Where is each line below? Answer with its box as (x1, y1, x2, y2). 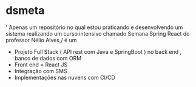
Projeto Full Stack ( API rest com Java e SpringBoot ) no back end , (14, 48, 182, 55)
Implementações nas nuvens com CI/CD (14, 74, 116, 81)
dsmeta (5, 4, 45, 18)
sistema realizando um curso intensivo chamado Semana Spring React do (5, 30, 190, 37)
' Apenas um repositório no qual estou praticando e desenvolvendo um (5, 24, 183, 31)
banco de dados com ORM (14, 54, 82, 62)
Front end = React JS (14, 61, 68, 68)
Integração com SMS (14, 67, 67, 74)
